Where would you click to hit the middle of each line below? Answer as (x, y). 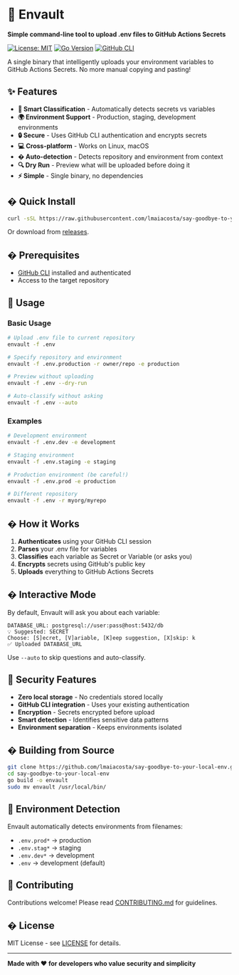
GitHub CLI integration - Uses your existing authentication (103, 705)
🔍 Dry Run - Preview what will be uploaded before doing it (104, 165)
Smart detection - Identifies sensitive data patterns (93, 720)
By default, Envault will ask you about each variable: (84, 612)
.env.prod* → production (54, 840)
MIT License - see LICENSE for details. (64, 943)
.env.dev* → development (56, 855)
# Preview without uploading (51, 376)
